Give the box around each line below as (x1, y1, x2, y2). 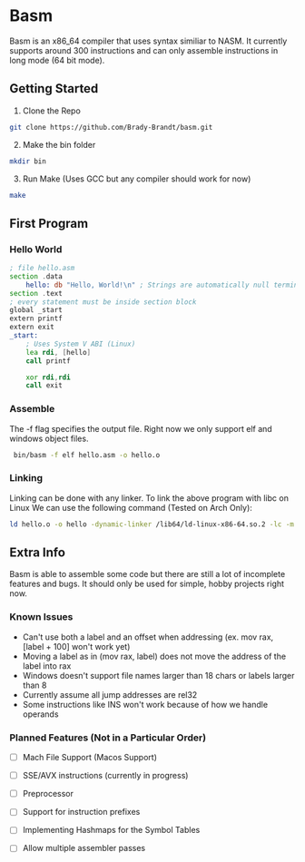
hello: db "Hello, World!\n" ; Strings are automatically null (25, 280, 271, 289)
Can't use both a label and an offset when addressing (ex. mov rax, (22, 632, 274, 642)
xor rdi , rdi (25, 373, 71, 382)
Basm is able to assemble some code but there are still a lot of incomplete (9, 569, 286, 580)
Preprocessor (22, 789, 74, 799)
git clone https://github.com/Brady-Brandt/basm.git (9, 122, 213, 132)
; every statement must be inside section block (9, 297, 197, 307)
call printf (25, 356, 71, 366)
